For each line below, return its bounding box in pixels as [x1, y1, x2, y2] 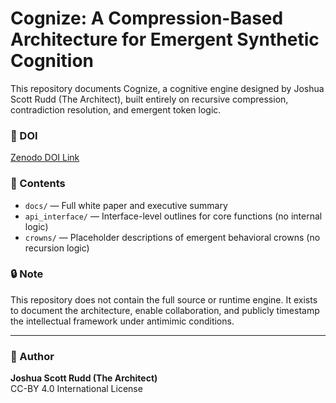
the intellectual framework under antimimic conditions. [10, 315, 235, 327]
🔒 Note [10, 267, 44, 281]
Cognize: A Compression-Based [10, 7, 284, 30]
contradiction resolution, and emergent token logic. [10, 103, 222, 116]
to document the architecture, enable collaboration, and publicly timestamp [10, 304, 320, 316]
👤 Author [10, 349, 55, 363]
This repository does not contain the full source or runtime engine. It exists [10, 293, 318, 306]
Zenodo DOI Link [10, 152, 80, 164]
